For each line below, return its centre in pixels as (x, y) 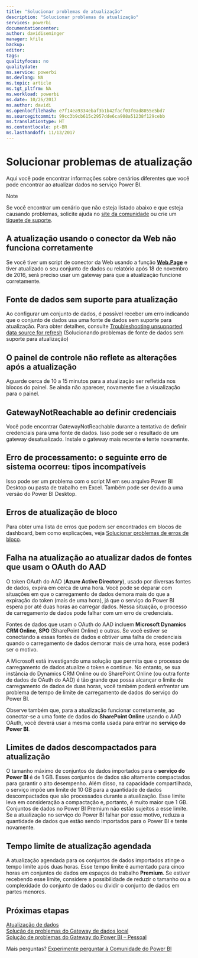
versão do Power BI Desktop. (41, 493)
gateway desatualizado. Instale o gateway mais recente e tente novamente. (98, 439)
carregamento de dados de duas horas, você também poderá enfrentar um (98, 686)
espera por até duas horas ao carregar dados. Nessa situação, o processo (97, 607)
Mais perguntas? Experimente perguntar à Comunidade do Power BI (89, 949)
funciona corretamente (50, 248)
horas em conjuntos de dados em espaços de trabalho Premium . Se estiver (98, 873)
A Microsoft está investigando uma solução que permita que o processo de (98, 661)
